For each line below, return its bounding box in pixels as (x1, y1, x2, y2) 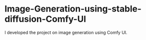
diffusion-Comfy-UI (4, 13, 86, 25)
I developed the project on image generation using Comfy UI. (4, 29, 127, 35)
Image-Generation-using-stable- (4, 3, 142, 14)
